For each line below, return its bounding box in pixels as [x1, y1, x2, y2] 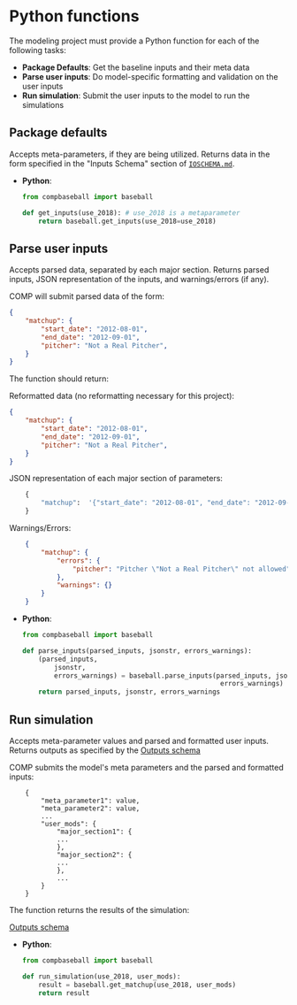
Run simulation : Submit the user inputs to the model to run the [21, 90, 250, 101]
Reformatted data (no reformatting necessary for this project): [9, 391, 235, 402]
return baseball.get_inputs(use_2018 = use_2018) [38, 217, 217, 226]
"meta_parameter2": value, [41, 804, 141, 813]
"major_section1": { [56, 827, 133, 836]
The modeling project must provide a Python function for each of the [9, 35, 260, 46]
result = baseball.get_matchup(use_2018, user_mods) [38, 980, 237, 989]
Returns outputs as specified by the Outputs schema [9, 745, 201, 756]
